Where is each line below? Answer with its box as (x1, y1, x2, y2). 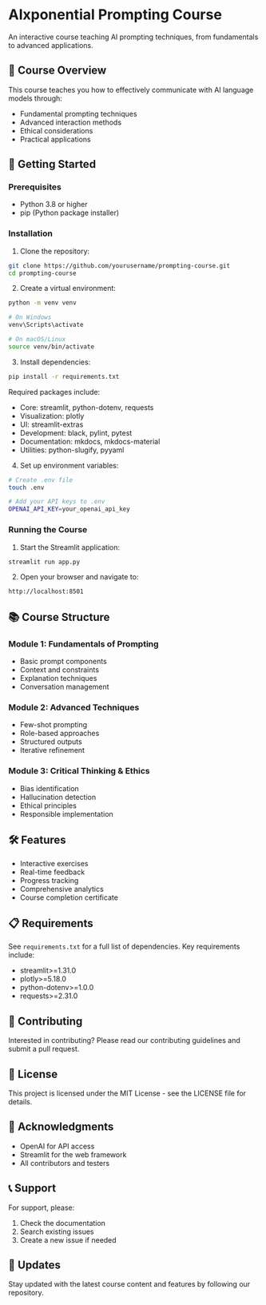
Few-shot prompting (19, 720, 88, 730)
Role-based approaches (19, 729, 100, 738)
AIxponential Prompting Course (8, 6, 222, 24)
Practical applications (19, 134, 91, 144)
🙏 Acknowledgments (8, 1120, 114, 1134)
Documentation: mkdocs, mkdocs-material (19, 436, 161, 446)
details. (8, 1096, 33, 1106)
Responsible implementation (19, 809, 113, 818)
